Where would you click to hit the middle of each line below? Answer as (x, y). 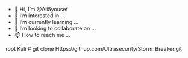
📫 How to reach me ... (42, 35)
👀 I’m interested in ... (40, 16)
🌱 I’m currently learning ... (46, 22)
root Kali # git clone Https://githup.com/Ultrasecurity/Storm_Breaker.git (94, 49)
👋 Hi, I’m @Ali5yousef (41, 9)
